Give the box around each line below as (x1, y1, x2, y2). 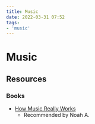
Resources (6, 74, 47, 84)
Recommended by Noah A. (23, 112, 90, 119)
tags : (6, 19, 20, 25)
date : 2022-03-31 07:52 (6, 14, 65, 20)
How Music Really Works (14, 105, 76, 112)
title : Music (6, 8, 39, 15)
